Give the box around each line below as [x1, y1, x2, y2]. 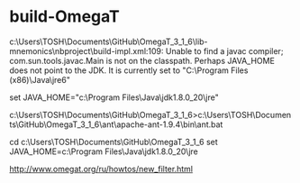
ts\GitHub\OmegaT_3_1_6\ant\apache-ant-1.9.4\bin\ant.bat [9, 119, 223, 130]
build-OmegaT [9, 6, 120, 27]
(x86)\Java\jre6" [9, 74, 70, 85]
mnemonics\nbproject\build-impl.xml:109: [9, 45, 164, 56]
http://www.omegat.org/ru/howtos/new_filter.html [9, 163, 194, 174]
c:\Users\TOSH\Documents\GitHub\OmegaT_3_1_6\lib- [9, 36, 209, 47]
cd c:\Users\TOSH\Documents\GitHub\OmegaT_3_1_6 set [9, 136, 218, 147]
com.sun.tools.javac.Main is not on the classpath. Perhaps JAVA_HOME [9, 55, 275, 66]
